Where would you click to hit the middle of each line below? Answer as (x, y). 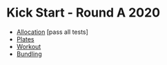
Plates (25, 39)
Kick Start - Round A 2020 (83, 13)
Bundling (29, 54)
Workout (29, 46)
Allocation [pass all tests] (52, 32)
